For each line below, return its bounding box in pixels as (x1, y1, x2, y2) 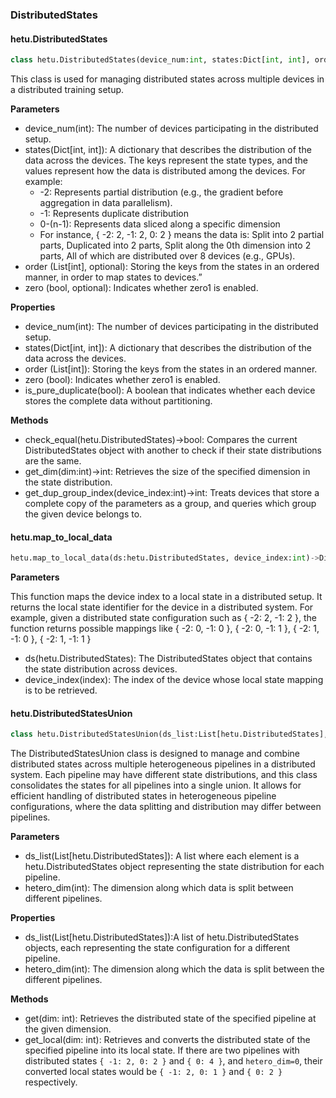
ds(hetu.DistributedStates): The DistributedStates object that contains (24, 653, 313, 665)
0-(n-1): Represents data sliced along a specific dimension (39, 218, 281, 230)
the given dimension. (24, 1023, 112, 1035)
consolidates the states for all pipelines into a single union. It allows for (10, 779, 302, 792)
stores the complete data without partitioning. (24, 395, 213, 407)
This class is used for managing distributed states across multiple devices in (10, 73, 325, 85)
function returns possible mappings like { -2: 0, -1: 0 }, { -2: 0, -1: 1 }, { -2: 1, (10, 623, 320, 635)
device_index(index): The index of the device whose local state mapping (24, 674, 324, 686)
